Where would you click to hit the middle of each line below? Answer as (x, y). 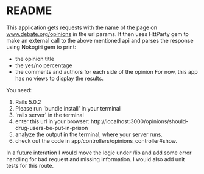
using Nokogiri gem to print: (41, 47)
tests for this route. (30, 165)
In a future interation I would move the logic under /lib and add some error (99, 153)
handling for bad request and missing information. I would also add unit (96, 159)
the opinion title (35, 59)
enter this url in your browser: (52, 121)
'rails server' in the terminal (49, 115)
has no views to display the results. (59, 78)
